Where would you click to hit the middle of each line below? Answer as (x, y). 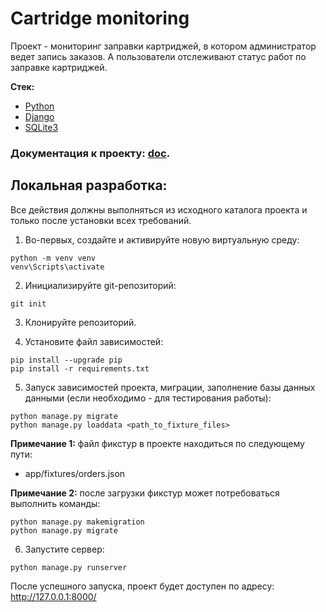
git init (28, 303)
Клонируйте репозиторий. (80, 322)
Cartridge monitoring (100, 18)
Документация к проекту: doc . (90, 153)
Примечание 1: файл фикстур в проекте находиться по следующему (157, 443)
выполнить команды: (55, 503)
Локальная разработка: (89, 185)
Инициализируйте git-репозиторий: (100, 285)
